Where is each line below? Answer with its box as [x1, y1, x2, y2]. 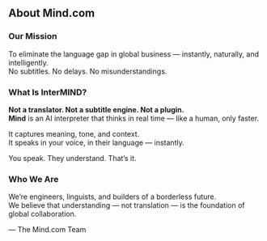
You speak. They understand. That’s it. [8, 153, 137, 163]
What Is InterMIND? [8, 87, 87, 98]
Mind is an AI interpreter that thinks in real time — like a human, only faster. [8, 113, 260, 123]
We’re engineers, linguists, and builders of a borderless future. [8, 192, 217, 201]
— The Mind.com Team [8, 225, 87, 235]
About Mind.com [8, 6, 95, 20]
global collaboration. [8, 209, 77, 219]
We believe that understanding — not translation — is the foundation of [8, 201, 245, 210]
